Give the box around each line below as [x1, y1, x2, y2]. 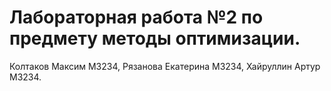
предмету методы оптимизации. [9, 27, 301, 50]
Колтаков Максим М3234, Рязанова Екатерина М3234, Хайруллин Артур [9, 60, 321, 72]
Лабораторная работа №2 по [9, 6, 264, 29]
